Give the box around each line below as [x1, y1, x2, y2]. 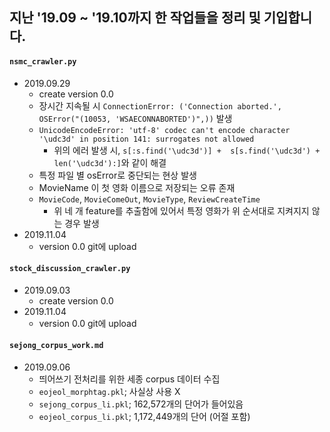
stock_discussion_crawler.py [9, 264, 131, 274]
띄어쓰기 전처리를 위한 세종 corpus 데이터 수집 [38, 373, 221, 385]
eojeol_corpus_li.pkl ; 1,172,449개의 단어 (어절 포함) [38, 411, 251, 422]
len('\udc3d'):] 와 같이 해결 [53, 156, 167, 168]
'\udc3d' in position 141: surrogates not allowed [38, 134, 255, 144]
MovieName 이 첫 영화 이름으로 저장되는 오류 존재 [38, 181, 236, 193]
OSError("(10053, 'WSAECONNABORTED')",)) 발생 [38, 112, 233, 124]
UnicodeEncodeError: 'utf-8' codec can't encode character [38, 125, 291, 135]
